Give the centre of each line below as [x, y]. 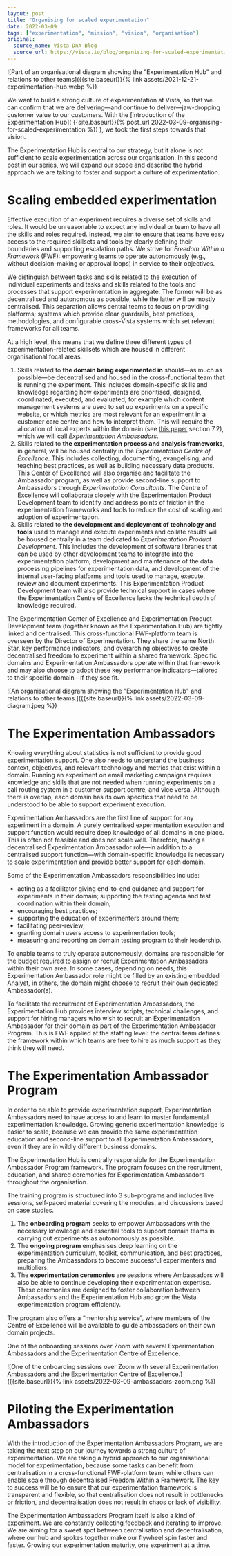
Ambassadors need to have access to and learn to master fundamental [108, 1117]
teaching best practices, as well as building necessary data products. [116, 465]
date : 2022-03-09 [32, 26]
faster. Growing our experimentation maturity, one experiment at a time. [109, 1545]
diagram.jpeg [26, 705]
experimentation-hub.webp [46, 87]
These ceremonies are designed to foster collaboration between [108, 1290]
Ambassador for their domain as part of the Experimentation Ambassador [112, 1026]
